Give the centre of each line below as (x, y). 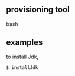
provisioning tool (38, 10)
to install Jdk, (22, 57)
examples (25, 43)
